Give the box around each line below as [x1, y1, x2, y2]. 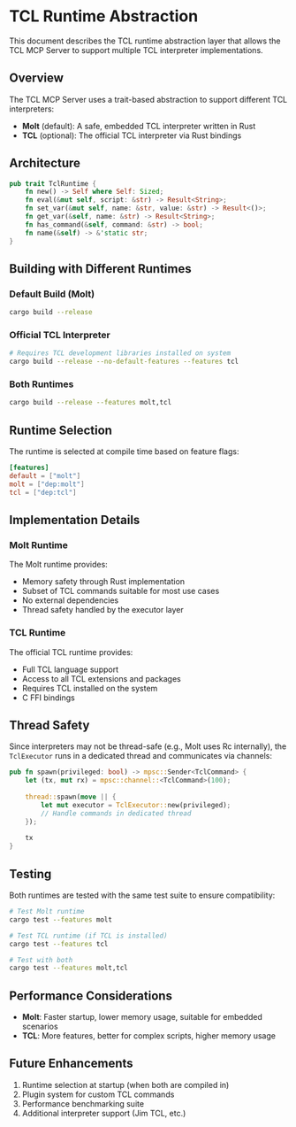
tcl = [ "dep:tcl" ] [9, 488, 77, 497]
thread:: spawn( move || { [25, 792, 117, 802]
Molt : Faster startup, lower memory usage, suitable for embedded [21, 1012, 263, 1023]
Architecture [9, 156, 81, 171]
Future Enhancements [9, 1056, 134, 1071]
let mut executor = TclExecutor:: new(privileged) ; [41, 800, 231, 809]
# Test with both [9, 955, 73, 964]
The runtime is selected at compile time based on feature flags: [9, 446, 239, 457]
